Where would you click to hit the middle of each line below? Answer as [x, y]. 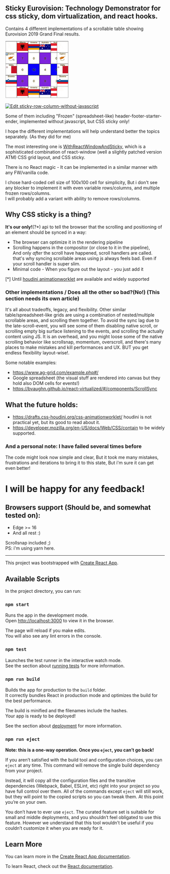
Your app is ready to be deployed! [40, 716]
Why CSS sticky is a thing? [48, 215]
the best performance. [29, 701]
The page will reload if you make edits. [46, 630]
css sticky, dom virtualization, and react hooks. [81, 17]
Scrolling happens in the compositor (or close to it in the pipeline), [81, 247]
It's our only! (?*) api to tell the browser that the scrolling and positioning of [84, 227]
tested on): [23, 515]
